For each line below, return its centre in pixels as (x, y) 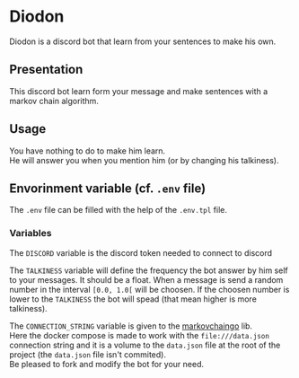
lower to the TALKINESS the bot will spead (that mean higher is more (133, 299)
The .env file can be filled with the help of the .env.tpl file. (118, 210)
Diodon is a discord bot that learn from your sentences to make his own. (143, 41)
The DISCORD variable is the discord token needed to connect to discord (141, 252)
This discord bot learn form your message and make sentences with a (139, 91)
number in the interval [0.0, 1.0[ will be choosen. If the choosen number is (149, 289)
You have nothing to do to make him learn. (88, 151)
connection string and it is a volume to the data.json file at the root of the (145, 345)
